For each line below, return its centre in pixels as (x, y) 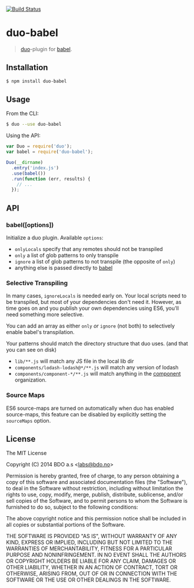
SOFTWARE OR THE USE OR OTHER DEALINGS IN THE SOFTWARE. (88, 580)
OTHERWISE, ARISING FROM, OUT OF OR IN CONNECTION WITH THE (92, 574)
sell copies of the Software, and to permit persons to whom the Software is (97, 501)
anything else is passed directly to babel (63, 268)
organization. (31, 380)
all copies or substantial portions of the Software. (66, 525)
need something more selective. (45, 315)
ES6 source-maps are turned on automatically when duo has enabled (90, 408)
